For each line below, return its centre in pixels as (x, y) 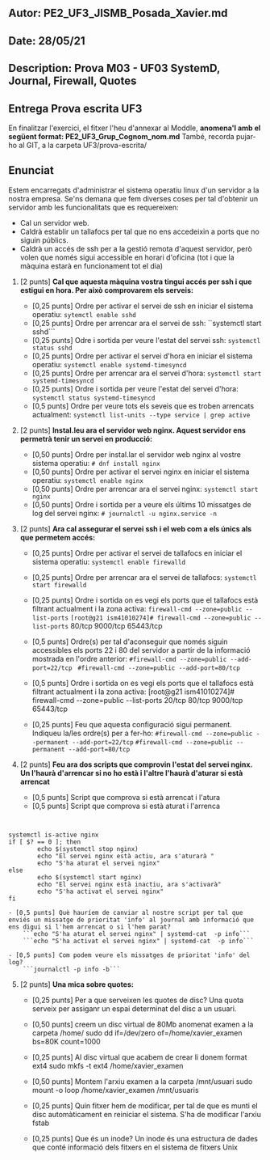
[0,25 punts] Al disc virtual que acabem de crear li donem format (139, 1057)
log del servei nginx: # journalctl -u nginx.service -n (125, 513)
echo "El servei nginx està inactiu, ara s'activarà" (129, 884)
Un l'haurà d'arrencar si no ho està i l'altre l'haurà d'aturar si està (131, 773)
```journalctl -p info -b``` (72, 969)
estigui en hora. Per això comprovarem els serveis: (106, 290)
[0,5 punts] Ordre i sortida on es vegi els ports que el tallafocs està (143, 683)
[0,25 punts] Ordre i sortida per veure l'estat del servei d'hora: (135, 388)
